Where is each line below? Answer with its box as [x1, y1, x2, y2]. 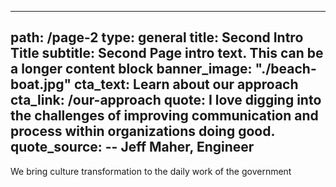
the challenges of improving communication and [10, 107, 319, 125]
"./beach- [254, 61, 317, 78]
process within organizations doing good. [10, 123, 275, 140]
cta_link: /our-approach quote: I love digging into [10, 92, 322, 109]
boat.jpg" [10, 76, 72, 93]
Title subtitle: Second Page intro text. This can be [10, 45, 324, 62]
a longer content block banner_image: [10, 61, 253, 78]
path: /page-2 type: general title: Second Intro [10, 29, 304, 46]
